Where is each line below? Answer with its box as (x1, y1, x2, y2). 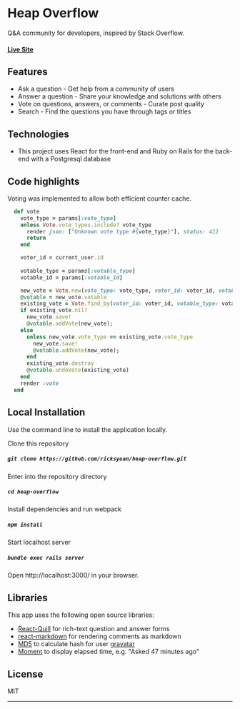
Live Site (7, 45, 34, 54)
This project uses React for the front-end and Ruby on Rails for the (17, 147, 214, 156)
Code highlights (7, 175, 80, 187)
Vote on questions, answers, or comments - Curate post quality (17, 100, 205, 109)
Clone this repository (7, 439, 69, 448)
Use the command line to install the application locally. (7, 425, 168, 433)
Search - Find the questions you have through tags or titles (17, 107, 191, 116)
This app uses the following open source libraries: (7, 610, 155, 619)
